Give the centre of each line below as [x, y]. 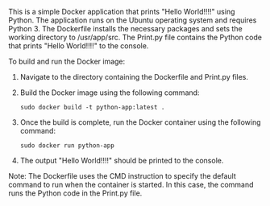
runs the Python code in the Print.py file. [75, 193]
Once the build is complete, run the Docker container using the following [140, 122]
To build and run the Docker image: [67, 61]
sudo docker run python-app [67, 146]
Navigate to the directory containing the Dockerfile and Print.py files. [134, 77]
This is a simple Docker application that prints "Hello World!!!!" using [122, 12]
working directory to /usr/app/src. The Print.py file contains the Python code [135, 37]
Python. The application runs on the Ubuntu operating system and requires [133, 20]
